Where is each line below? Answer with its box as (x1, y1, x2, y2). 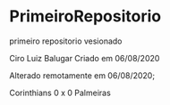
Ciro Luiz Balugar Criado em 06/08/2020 (9, 52, 160, 63)
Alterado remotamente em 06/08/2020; (9, 69, 155, 81)
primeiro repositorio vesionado (9, 36, 123, 46)
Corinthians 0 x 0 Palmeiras (9, 87, 112, 98)
